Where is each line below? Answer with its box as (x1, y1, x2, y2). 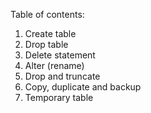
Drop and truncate (24, 70, 101, 82)
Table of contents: (10, 9, 85, 20)
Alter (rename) (24, 60, 85, 71)
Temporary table (24, 92, 94, 103)
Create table (24, 28, 77, 39)
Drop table (24, 39, 69, 50)
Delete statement (24, 49, 96, 61)
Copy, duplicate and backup (24, 81, 142, 93)
